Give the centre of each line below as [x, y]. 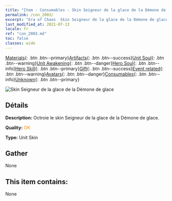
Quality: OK [18, 128]
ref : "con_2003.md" [26, 34]
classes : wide [20, 43]
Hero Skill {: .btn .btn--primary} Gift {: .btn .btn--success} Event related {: [89, 68]
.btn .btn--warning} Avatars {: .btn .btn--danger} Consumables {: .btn [76, 74]
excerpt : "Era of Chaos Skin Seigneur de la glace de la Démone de [80, 19]
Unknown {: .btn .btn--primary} [47, 79]
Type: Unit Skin [22, 137]
